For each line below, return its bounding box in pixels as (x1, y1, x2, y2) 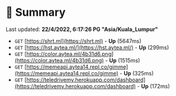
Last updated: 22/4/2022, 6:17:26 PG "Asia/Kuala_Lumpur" (5, 26, 158, 33)
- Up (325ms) (119, 69, 154, 77)
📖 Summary (5, 5, 66, 19)
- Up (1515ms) (105, 57, 141, 64)
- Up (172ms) (137, 82, 170, 90)
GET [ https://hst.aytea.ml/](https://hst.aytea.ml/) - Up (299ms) (14, 44, 169, 51)
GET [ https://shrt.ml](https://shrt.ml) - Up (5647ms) (14, 37, 141, 44)
